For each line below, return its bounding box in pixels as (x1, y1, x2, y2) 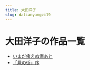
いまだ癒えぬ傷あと (12, 53, 53, 59)
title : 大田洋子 (5, 7, 36, 13)
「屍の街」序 (12, 59, 39, 66)
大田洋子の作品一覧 (5, 36, 85, 47)
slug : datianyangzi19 (5, 12, 51, 17)
